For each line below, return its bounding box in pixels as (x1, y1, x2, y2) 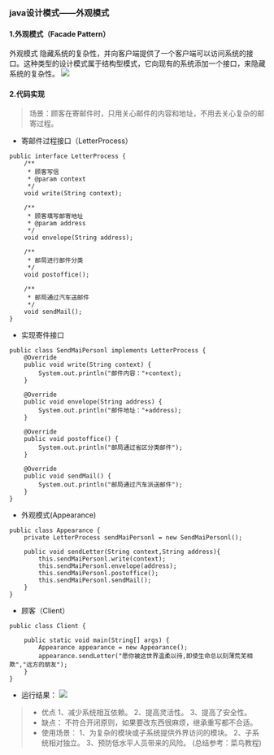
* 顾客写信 (27, 168, 59, 177)
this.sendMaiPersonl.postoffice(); (38, 570, 159, 578)
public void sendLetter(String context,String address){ (24, 548, 221, 556)
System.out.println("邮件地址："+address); (38, 407, 182, 415)
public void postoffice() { (24, 435, 119, 443)
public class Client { (9, 622, 86, 631)
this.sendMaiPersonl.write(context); (38, 555, 166, 563)
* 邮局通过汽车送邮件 (27, 294, 90, 302)
